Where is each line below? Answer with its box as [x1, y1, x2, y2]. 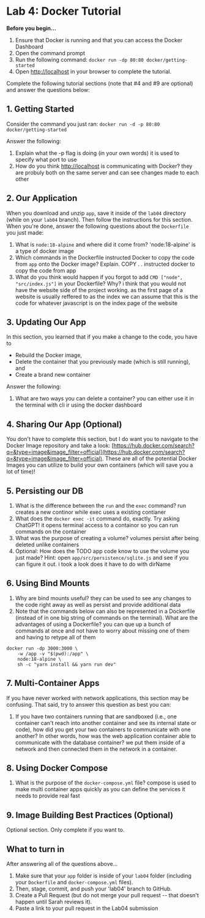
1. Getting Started [6, 104, 75, 115]
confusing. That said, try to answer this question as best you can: [6, 701, 171, 708]
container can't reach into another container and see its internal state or [15, 719, 197, 726]
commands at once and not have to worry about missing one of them [15, 626, 190, 634]
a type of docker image [15, 247, 75, 255]
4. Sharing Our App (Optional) [6, 419, 122, 429]
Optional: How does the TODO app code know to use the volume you [15, 547, 190, 555]
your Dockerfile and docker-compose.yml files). [15, 879, 133, 886]
